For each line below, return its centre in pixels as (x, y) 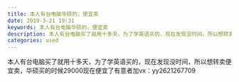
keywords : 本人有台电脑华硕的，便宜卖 (58, 27)
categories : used (33, 41)
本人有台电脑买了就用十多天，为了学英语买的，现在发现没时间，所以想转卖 (116, 62)
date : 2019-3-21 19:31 (41, 21)
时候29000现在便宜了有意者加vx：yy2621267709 (123, 71)
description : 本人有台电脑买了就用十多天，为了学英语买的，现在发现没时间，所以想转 (118, 34)
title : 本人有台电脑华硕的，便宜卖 (53, 14)
